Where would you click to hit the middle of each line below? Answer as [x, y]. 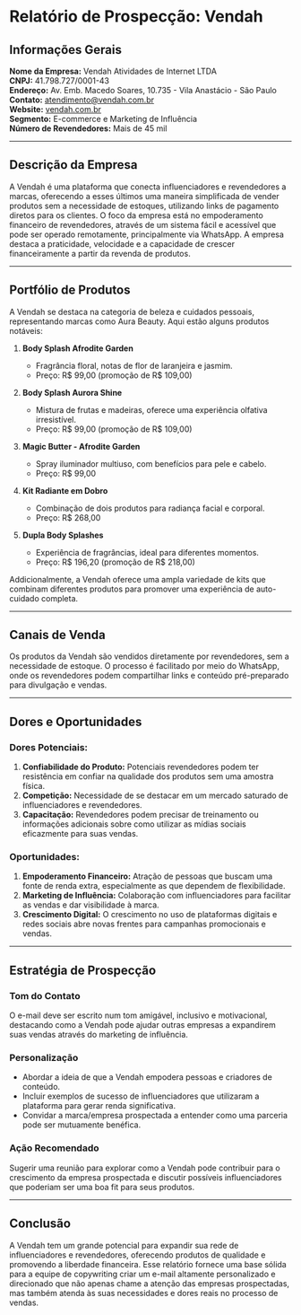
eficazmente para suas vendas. [80, 834]
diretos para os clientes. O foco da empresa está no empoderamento [137, 215]
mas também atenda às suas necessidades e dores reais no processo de [144, 1293]
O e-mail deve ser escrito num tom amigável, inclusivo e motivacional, [138, 1015]
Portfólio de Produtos [70, 290]
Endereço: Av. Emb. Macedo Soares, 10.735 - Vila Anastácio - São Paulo [143, 90]
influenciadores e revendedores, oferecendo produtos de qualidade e [138, 1255]
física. [34, 786]
